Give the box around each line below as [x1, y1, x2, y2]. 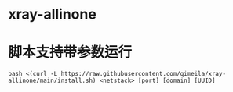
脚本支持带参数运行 [8, 44, 133, 62]
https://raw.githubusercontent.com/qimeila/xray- [60, 70, 226, 78]
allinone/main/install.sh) [8, 76, 96, 85]
